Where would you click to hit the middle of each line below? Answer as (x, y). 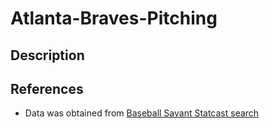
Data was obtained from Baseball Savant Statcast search (142, 113)
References (47, 88)
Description (47, 55)
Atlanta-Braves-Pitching (114, 18)
